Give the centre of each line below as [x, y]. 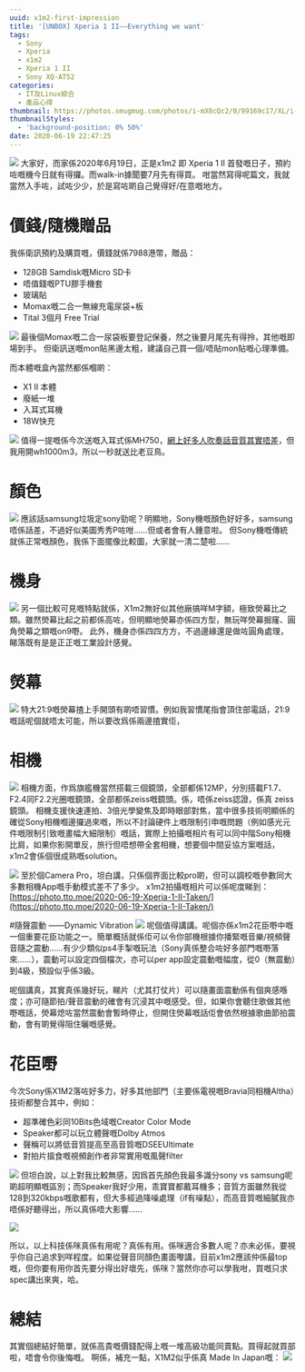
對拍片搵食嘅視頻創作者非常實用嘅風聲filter [103, 1156]
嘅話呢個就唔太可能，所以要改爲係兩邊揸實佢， [97, 721]
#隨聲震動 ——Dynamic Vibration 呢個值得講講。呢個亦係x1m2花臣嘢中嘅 [151, 925]
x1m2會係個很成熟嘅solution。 [66, 856]
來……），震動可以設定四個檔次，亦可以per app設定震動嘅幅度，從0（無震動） [152, 959]
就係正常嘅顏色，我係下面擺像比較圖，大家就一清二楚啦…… [120, 541]
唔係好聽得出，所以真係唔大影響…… [76, 1208]
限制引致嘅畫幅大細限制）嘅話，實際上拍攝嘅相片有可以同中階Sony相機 [158, 833]
